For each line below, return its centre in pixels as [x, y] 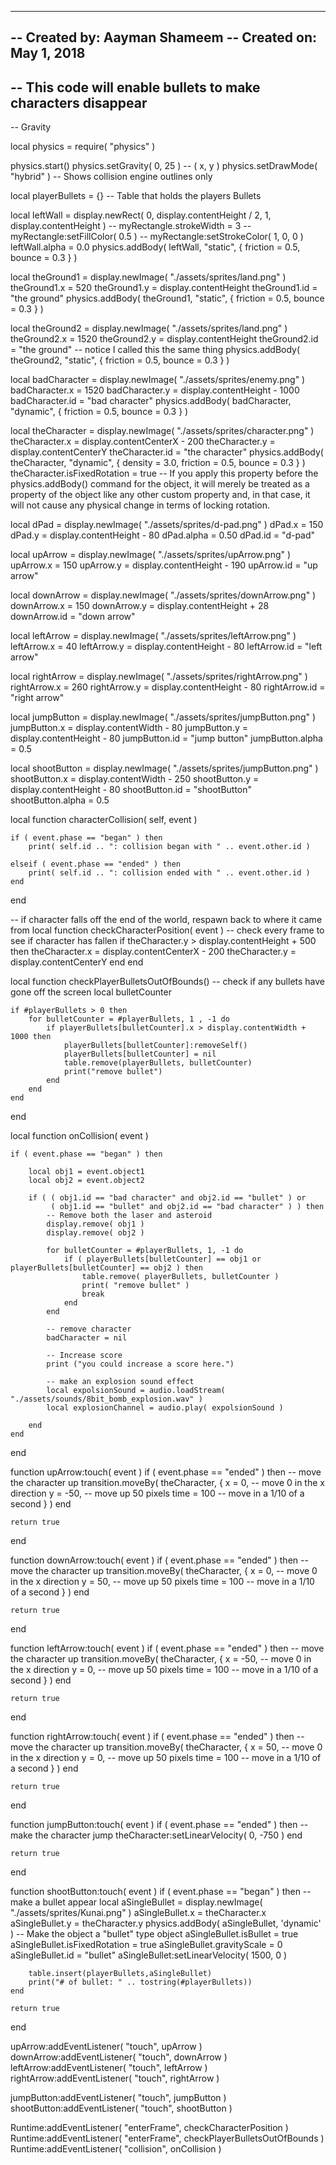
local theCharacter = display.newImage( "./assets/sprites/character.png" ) [162, 431]
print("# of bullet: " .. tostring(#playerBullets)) [140, 1982]
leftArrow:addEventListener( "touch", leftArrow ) [109, 2068]
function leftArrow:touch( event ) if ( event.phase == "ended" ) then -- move [167, 1648]
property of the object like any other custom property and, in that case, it [160, 495]
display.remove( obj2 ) [95, 1233]
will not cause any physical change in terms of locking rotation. [140, 505]
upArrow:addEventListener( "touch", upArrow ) [106, 2047]
